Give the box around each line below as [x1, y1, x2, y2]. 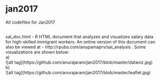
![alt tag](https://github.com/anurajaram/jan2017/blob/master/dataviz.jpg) [5, 59, 153, 65]
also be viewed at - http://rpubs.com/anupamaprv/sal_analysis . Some [5, 44, 146, 50]
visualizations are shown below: [5, 49, 70, 55]
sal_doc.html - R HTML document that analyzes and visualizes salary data [5, 34, 154, 40]
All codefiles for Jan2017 [5, 19, 55, 25]
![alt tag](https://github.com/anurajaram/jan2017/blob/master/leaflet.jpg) [5, 69, 151, 75]
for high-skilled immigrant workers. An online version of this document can [5, 39, 156, 44]
